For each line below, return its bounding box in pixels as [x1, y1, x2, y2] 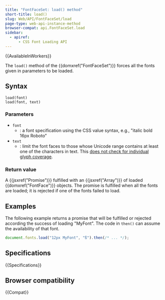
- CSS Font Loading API [18, 40, 68, 44]
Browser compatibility [5, 276, 75, 285]
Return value [5, 166, 37, 173]
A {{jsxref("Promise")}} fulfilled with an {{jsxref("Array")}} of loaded [5, 177, 143, 183]
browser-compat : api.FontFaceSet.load [5, 26, 85, 31]
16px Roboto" [19, 132, 47, 138]
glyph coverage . [19, 154, 53, 160]
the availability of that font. [5, 225, 60, 231]
